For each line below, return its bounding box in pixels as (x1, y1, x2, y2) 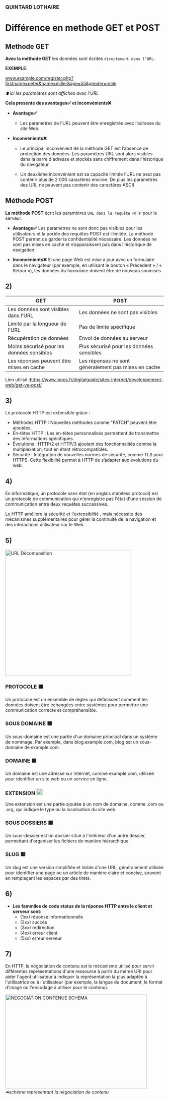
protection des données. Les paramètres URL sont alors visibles (20, 150, 153, 157)
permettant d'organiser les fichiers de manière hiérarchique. (5, 838, 130, 844)
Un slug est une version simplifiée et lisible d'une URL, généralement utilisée (5, 864, 164, 870)
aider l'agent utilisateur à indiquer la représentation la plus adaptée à (5, 974, 147, 980)
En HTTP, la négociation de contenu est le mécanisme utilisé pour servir (5, 963, 155, 969)
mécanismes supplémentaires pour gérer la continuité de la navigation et (5, 516, 156, 522)
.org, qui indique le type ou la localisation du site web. (5, 807, 117, 813)
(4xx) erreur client (20, 930, 58, 936)
